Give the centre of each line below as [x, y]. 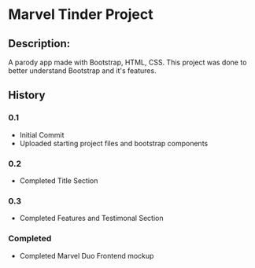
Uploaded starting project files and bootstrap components [114, 143]
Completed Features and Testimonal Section [91, 218]
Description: [39, 44]
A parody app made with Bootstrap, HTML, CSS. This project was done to [128, 62]
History [27, 95]
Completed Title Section [59, 180]
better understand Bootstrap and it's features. [82, 71]
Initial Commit [42, 134]
